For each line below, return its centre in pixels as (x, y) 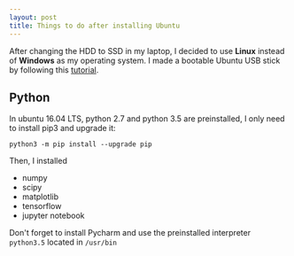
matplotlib (40, 197)
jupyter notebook (53, 216)
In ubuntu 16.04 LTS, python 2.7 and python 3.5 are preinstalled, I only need (147, 119)
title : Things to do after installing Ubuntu (94, 26)
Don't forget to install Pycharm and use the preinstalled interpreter (130, 233)
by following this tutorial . (54, 70)
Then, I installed (39, 161)
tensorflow (42, 206)
